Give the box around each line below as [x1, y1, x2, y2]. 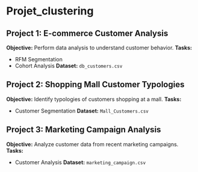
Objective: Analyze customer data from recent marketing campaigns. [6, 140, 179, 148]
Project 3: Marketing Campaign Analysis [6, 124, 161, 135]
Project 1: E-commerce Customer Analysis [6, 28, 169, 38]
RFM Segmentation [14, 56, 63, 63]
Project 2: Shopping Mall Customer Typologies [6, 79, 185, 90]
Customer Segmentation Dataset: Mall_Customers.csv [14, 107, 149, 114]
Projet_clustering [6, 4, 94, 18]
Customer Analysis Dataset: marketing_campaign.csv [14, 158, 146, 166]
